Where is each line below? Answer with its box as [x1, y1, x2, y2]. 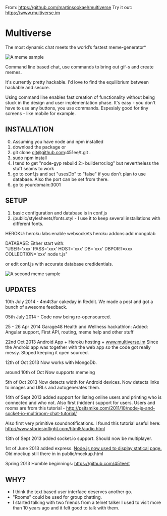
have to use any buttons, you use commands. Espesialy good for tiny [5, 105, 149, 111]
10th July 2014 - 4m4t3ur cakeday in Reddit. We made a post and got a [5, 299, 153, 305]
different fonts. [12, 220, 44, 227]
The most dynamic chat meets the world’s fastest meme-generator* [5, 44, 146, 50]
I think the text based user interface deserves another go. [12, 489, 133, 495]
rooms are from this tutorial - [5, 405, 65, 411]
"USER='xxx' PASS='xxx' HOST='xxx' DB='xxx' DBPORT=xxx [5, 245, 133, 251]
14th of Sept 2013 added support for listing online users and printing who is [5, 394, 162, 400]
